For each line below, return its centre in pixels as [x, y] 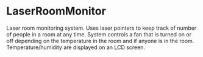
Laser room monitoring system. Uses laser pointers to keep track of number [101, 28]
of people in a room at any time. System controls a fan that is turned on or [99, 34]
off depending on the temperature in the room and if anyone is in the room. [100, 41]
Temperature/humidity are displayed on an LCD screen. [76, 47]
